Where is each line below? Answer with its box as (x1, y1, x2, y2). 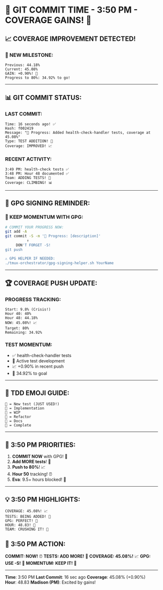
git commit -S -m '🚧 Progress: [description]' (5, 234, 101, 239)
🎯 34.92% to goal (12, 370, 48, 376)
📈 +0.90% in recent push (12, 363, 64, 369)
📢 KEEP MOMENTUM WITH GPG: (5, 213, 83, 220)
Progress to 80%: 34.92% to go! (5, 75, 70, 80)
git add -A (5, 229, 27, 234)
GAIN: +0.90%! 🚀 (5, 71, 38, 76)
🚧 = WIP (5, 410, 21, 415)
